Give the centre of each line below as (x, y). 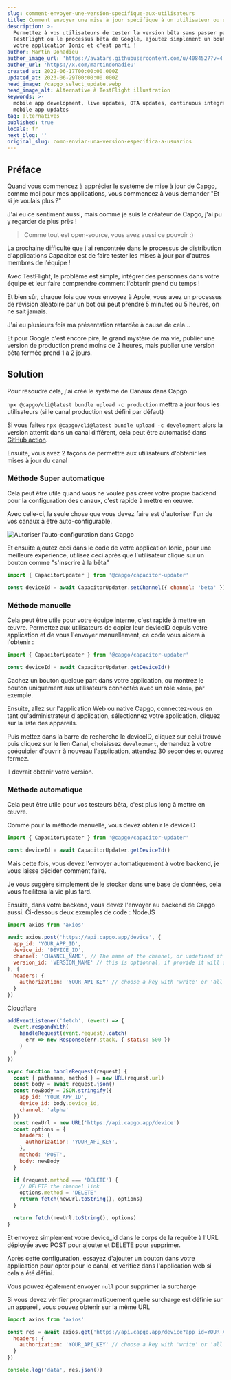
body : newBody (40, 1161)
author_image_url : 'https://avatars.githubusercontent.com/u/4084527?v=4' (117, 59)
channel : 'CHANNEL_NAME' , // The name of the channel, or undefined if (118, 956)
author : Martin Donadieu (43, 52)
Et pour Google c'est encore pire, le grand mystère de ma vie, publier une (111, 338)
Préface (24, 169)
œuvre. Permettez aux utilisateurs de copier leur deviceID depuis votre (107, 628)
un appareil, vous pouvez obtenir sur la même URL (79, 1307)
